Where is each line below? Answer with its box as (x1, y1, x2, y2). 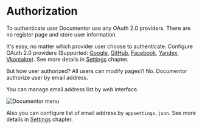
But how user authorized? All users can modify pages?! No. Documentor (6, 67, 187, 74)
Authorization (6, 4, 78, 18)
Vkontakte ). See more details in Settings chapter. (6, 55, 129, 63)
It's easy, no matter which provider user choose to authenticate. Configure (6, 43, 193, 50)
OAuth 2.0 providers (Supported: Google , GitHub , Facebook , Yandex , (6, 49, 179, 56)
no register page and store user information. (6, 30, 117, 38)
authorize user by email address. (6, 74, 88, 81)
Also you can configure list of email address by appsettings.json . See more (6, 109, 197, 116)
